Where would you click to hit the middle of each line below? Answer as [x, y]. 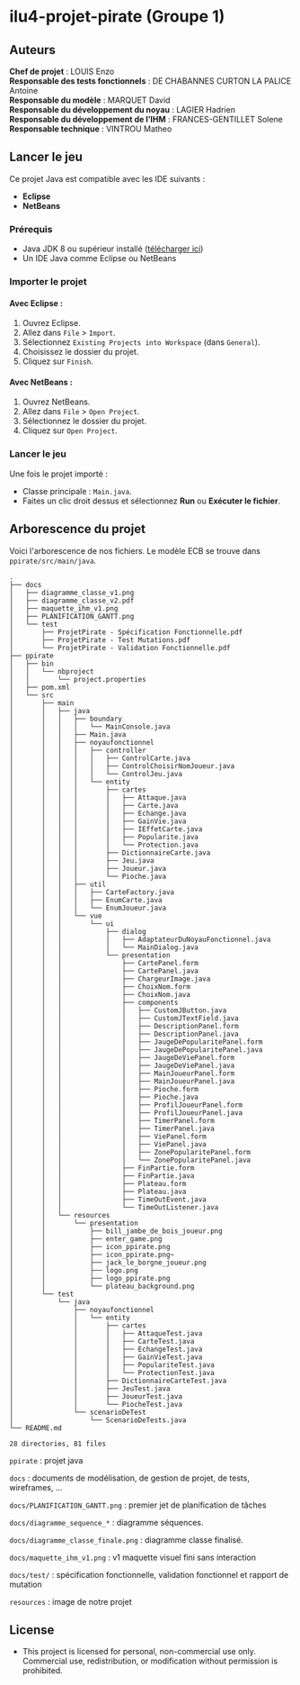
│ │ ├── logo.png [74, 1270]
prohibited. [42, 1671]
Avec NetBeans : [41, 382]
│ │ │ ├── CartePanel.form [104, 963]
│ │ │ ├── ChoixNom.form [100, 987]
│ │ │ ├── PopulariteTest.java [112, 1365]
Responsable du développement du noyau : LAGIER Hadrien [123, 109]
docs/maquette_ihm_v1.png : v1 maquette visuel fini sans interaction [132, 1557]
